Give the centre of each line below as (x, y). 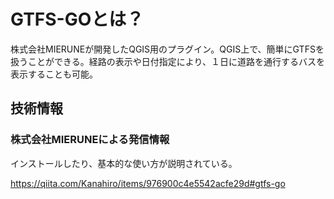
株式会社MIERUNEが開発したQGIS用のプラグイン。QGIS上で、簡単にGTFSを (167, 49)
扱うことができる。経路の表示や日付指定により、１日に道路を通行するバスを (167, 61)
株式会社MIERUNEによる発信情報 (90, 140)
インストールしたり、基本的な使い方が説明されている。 (124, 163)
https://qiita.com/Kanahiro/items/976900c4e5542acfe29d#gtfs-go (148, 183)
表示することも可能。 (54, 74)
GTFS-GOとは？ (77, 19)
